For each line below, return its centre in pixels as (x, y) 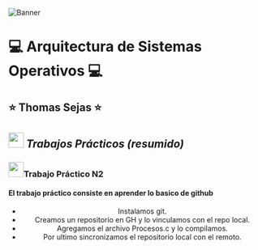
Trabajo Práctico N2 (64, 174)
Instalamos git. (142, 211)
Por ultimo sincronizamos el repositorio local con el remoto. (142, 237)
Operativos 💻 (56, 71)
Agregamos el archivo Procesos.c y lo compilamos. (142, 229)
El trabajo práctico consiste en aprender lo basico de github (111, 193)
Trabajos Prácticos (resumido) (105, 144)
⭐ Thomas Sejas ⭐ (55, 107)
